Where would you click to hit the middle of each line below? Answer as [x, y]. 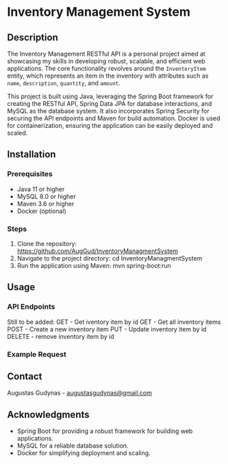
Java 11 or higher [41, 189]
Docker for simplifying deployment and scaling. [84, 453]
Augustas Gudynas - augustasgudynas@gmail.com [80, 393]
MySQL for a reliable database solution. [73, 446]
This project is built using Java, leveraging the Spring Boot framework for [110, 96]
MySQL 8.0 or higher [47, 196]
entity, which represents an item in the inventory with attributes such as [108, 76]
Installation [31, 154]
